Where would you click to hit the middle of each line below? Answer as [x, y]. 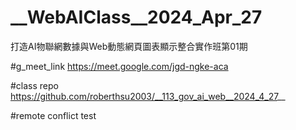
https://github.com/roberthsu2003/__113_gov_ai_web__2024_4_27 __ [148, 96]
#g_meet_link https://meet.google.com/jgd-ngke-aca [119, 66]
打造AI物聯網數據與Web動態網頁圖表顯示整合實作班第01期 [129, 46]
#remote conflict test [53, 115]
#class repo [34, 85]
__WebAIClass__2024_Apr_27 [136, 17]
